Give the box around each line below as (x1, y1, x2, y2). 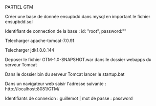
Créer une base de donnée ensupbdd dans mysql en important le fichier (5, 14, 151, 19)
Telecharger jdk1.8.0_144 (5, 47, 55, 53)
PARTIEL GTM (5, 4, 33, 10)
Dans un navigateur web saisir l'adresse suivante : (5, 81, 106, 86)
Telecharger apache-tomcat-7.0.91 (5, 38, 75, 43)
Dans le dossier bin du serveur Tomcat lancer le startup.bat (5, 71, 125, 77)
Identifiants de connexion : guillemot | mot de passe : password (5, 95, 133, 101)
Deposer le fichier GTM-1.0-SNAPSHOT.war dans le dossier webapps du (5, 57, 152, 63)
